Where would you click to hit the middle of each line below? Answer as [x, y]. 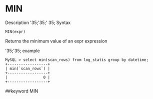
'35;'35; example [22, 50]
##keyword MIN [22, 91]
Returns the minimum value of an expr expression [56, 41]
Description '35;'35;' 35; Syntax [38, 22]
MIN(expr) [15, 31]
